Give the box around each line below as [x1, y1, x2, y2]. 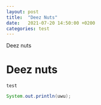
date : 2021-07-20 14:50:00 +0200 [6, 20, 96, 26]
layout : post [6, 8, 39, 15]
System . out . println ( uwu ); [6, 94, 71, 100]
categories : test [6, 25, 50, 32]
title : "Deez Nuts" [6, 14, 58, 20]
